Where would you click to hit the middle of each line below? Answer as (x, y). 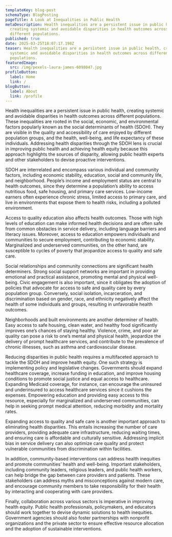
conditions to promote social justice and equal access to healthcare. (77, 379)
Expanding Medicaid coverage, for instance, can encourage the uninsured (84, 384)
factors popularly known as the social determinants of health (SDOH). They (84, 127)
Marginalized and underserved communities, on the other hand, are (76, 245)
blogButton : (18, 86)
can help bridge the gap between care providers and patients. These (78, 475)
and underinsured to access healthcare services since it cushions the (79, 390)
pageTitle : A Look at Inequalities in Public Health (63, 20)
